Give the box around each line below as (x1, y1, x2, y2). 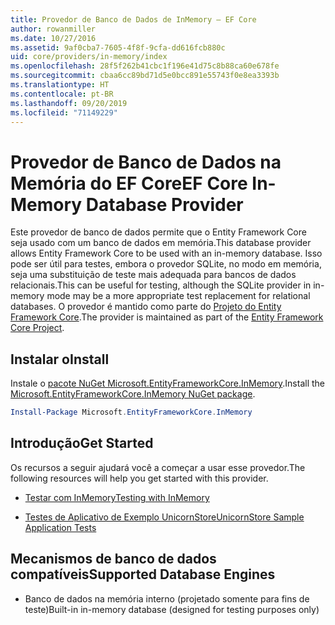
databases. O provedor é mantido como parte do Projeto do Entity (10, 301, 282, 313)
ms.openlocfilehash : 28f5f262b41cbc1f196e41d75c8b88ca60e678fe (10, 61, 280, 71)
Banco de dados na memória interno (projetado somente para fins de (24, 592, 310, 605)
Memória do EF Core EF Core (10, 172, 248, 195)
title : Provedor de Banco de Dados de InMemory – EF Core (10, 14, 257, 25)
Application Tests (24, 521, 97, 533)
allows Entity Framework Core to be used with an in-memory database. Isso (10, 247, 323, 260)
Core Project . (10, 322, 65, 334)
